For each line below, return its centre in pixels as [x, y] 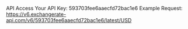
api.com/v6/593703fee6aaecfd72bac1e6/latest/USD [69, 20]
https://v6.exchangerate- [36, 14]
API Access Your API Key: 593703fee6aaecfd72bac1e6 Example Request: [94, 8]
